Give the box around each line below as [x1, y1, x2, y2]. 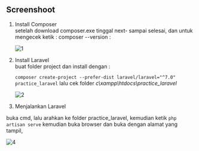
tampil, [6, 127, 23, 134]
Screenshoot [6, 5, 56, 15]
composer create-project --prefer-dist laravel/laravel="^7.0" [14, 74, 176, 80]
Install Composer [14, 20, 57, 27]
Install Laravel [14, 56, 50, 63]
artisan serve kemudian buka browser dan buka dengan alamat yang [6, 121, 178, 128]
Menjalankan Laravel [14, 103, 66, 110]
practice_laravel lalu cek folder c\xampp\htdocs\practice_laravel [14, 79, 177, 87]
